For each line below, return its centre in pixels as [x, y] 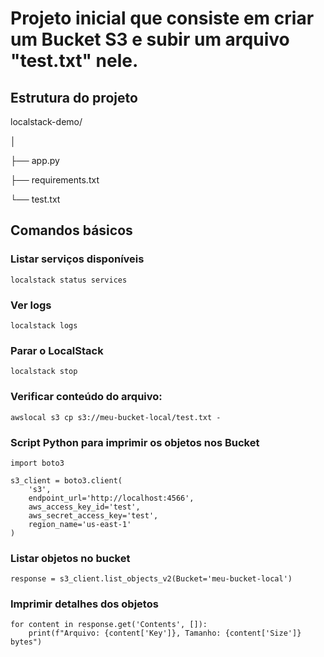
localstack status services [69, 280]
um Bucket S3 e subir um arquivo [150, 39]
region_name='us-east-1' [80, 524]
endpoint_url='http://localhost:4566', [111, 498]
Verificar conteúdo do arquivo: [86, 397]
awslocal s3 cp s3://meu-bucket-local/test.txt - [116, 417]
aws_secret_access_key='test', [93, 515]
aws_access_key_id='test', [84, 507]
